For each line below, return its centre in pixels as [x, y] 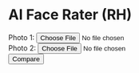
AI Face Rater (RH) [70, 15]
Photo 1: [22, 37]
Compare [26, 59]
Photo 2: [22, 48]
